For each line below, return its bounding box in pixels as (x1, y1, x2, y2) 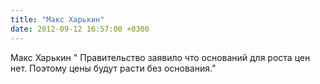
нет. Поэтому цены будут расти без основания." (10, 62, 217, 74)
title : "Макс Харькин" (10, 14, 105, 25)
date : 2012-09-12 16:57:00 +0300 (10, 24, 150, 34)
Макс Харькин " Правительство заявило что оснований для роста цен (10, 51, 311, 63)
